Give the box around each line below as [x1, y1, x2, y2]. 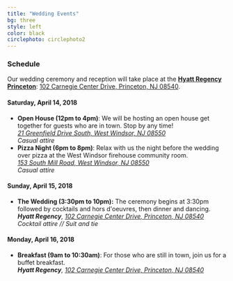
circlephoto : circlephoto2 [7, 36, 86, 43]
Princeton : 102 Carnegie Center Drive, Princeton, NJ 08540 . [7, 82, 181, 91]
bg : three [7, 17, 36, 24]
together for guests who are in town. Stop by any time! [17, 121, 174, 130]
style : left [7, 23, 42, 30]
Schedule [7, 59, 40, 69]
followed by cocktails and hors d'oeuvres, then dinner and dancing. [17, 204, 211, 213]
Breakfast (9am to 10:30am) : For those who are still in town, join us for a [17, 251, 227, 259]
